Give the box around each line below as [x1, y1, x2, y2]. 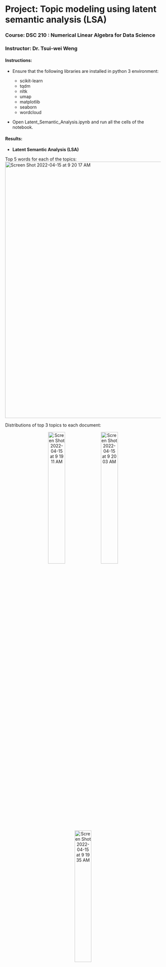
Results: [5, 135, 23, 142]
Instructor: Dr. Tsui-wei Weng [5, 45, 78, 52]
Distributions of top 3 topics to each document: [5, 422, 101, 428]
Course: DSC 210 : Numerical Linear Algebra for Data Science [5, 32, 156, 39]
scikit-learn [19, 78, 43, 84]
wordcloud [19, 109, 42, 115]
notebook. [12, 124, 34, 130]
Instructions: [5, 57, 33, 63]
